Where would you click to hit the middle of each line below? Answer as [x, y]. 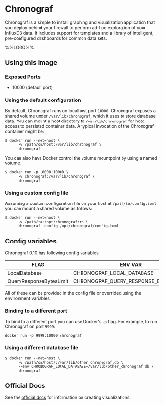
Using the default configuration [43, 100]
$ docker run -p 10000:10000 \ [37, 172]
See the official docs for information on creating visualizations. [68, 397]
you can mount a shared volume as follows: [49, 209]
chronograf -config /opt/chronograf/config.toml [68, 226]
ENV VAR [131, 265]
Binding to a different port [36, 311]
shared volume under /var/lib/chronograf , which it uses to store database [81, 116]
